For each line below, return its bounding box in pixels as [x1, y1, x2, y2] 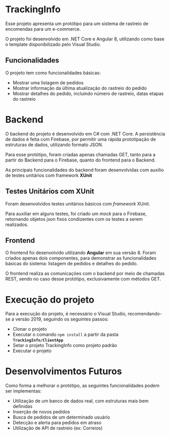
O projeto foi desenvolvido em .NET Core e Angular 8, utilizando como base [5, 36, 165, 42]
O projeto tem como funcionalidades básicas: [5, 70, 101, 76]
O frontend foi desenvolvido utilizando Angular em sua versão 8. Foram [5, 249, 156, 256]
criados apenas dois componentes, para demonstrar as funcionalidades [5, 255, 157, 261]
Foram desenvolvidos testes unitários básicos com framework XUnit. [5, 200, 151, 206]
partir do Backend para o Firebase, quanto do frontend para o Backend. [5, 157, 156, 163]
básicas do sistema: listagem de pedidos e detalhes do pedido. [5, 261, 138, 267]
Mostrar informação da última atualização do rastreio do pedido [12, 85, 147, 91]
